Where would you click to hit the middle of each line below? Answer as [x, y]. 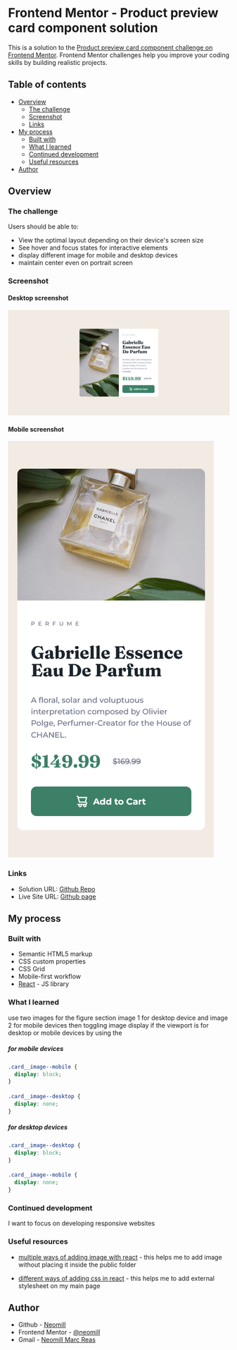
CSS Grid [31, 969]
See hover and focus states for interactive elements [93, 248]
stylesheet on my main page [59, 1286]
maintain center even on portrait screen [75, 263]
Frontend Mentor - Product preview [113, 13]
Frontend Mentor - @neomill [59, 1332]
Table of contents [47, 85]
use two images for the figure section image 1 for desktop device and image [118, 1018]
